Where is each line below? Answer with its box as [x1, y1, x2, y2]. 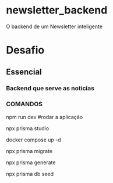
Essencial [6, 67, 42, 77]
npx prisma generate [6, 159, 56, 166]
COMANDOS [6, 100, 43, 109]
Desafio [6, 43, 45, 57]
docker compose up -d [6, 136, 61, 143]
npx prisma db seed [6, 170, 54, 177]
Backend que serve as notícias [6, 84, 95, 93]
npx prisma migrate [6, 147, 52, 154]
